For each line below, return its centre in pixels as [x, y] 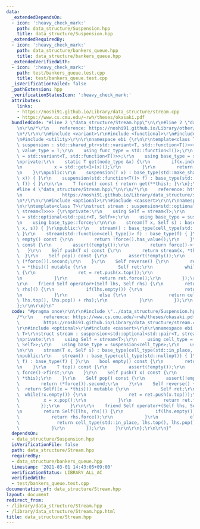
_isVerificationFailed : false [49, 84]
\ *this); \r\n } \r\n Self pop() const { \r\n [81, 378]
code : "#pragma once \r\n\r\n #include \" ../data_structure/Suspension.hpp [105, 312]
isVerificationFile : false [45, 445]
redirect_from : [25, 500]
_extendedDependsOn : [37, 17]
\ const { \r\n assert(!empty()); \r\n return [92, 245]
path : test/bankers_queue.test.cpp [61, 73]
